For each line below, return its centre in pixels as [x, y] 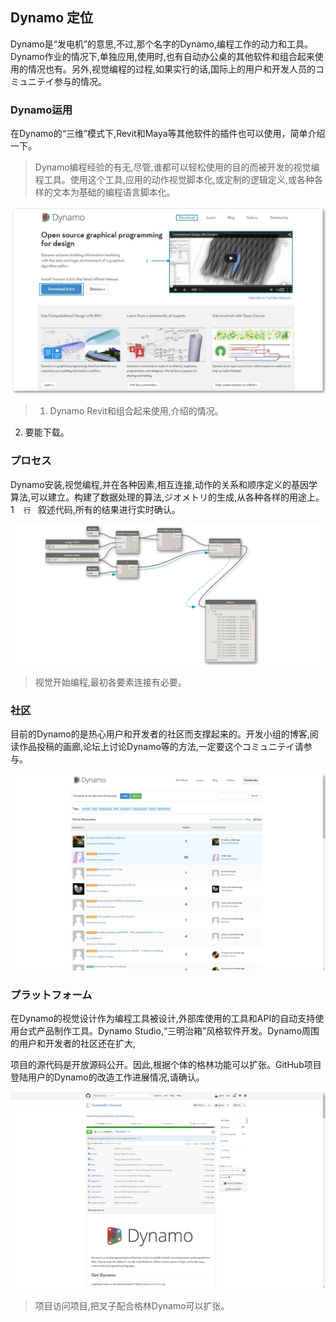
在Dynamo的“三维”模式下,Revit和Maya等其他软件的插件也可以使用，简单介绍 [168, 134]
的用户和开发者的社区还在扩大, [73, 1044]
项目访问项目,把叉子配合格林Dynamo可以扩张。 [132, 1306]
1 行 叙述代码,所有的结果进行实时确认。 [95, 509]
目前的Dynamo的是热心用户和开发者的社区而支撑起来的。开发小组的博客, [160, 734]
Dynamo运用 [41, 110]
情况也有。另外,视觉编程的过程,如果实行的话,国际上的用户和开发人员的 [172, 69]
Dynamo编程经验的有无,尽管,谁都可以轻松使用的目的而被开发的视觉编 [177, 167]
